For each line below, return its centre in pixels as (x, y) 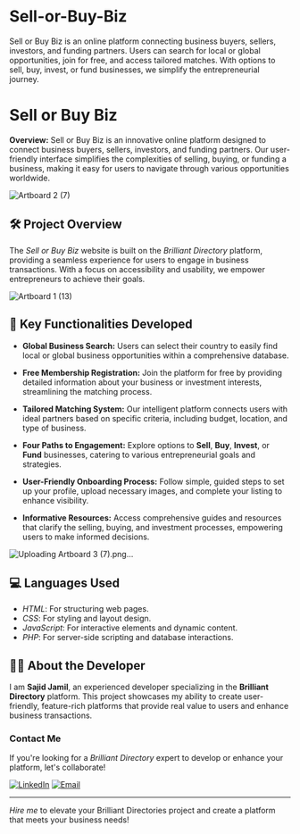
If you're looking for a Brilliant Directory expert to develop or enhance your (146, 758)
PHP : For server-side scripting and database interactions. (128, 638)
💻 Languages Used (65, 583)
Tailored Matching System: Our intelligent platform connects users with (155, 409)
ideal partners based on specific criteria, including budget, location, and (155, 418)
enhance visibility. (55, 500)
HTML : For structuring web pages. (85, 609)
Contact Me (35, 738)
